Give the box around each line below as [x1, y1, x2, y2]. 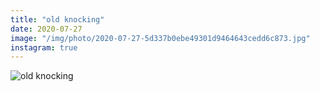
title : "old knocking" [10, 14, 105, 25]
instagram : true [10, 42, 78, 53]
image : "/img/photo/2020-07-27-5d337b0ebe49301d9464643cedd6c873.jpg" [10, 33, 311, 43]
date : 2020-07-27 [10, 24, 83, 34]
